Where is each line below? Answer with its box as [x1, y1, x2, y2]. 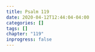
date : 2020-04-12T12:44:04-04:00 [6, 14, 90, 20]
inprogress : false [6, 36, 52, 42]
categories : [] [6, 20, 44, 26]
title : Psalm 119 [6, 8, 50, 15]
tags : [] [6, 25, 28, 32]
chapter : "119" [6, 31, 44, 37]
